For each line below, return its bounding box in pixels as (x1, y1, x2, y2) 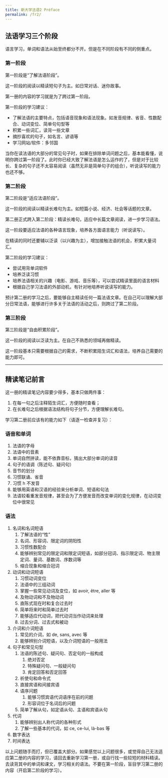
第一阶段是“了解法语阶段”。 (5, 72, 62, 78)
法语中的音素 (12, 449, 39, 455)
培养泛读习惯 (12, 271, 39, 277)
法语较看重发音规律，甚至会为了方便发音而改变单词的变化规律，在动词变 (12, 493, 161, 499)
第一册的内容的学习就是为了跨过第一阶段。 (5, 93, 93, 99)
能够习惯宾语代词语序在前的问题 (27, 694, 93, 700)
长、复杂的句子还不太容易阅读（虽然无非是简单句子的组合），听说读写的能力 (5, 163, 161, 169)
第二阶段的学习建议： (5, 254, 49, 260)
